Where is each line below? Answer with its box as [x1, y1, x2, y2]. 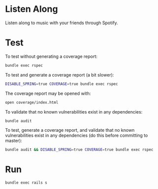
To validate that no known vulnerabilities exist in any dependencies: [5, 109, 143, 114]
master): [5, 138, 22, 144]
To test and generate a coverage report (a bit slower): [5, 72, 115, 77]
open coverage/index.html [5, 100, 58, 105]
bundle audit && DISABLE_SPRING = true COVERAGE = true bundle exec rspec [5, 147, 154, 152]
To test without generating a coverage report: [5, 53, 98, 59]
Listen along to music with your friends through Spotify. [5, 20, 118, 26]
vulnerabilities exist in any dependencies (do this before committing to [5, 132, 148, 139]
